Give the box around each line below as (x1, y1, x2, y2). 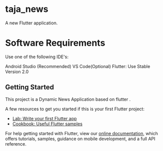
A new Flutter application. (5, 20, 58, 26)
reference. (5, 141, 26, 147)
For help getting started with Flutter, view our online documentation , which (5, 130, 159, 136)
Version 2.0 (5, 69, 29, 75)
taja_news (5, 3, 48, 15)
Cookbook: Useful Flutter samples (12, 121, 83, 127)
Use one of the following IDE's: (5, 54, 69, 60)
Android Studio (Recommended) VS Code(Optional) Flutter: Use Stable (5, 63, 151, 69)
